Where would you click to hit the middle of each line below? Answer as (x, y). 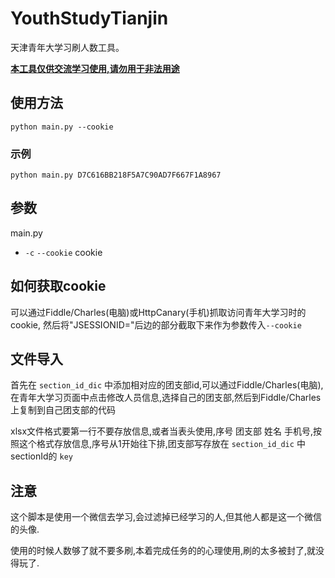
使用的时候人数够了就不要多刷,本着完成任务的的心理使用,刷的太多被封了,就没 (167, 551)
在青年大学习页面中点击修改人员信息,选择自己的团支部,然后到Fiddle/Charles (166, 398)
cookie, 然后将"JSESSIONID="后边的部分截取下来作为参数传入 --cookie (156, 324)
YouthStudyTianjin (89, 18)
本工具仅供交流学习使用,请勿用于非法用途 (95, 68)
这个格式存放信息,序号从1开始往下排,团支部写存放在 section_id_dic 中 (162, 444)
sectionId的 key (41, 456)
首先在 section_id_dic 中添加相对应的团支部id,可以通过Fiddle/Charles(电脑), (167, 385)
